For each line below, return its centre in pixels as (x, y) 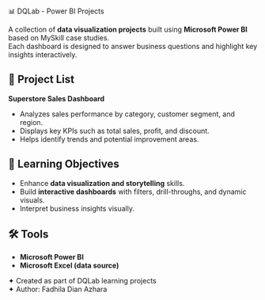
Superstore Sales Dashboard (57, 98)
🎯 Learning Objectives (64, 164)
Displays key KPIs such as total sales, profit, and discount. (114, 131)
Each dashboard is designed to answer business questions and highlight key (133, 46)
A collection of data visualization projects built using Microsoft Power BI (128, 29)
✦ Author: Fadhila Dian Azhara (58, 289)
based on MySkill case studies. (59, 38)
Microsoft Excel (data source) (69, 266)
